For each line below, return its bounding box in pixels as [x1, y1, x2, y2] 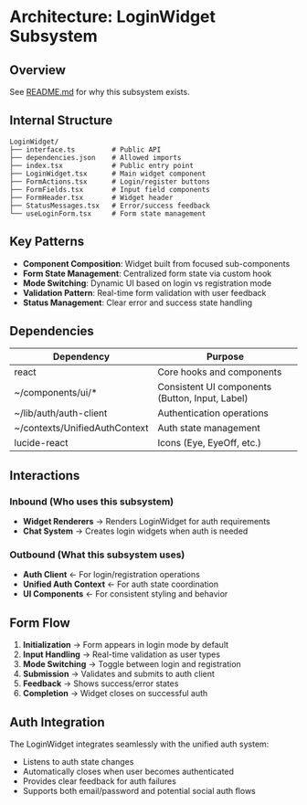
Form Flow [9, 615, 70, 630]
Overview [9, 62, 67, 78]
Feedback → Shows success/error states [22, 678, 179, 689]
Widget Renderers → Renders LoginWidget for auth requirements [22, 516, 271, 527]
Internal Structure [9, 112, 113, 129]
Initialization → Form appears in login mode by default [22, 640, 229, 651]
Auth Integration [9, 715, 105, 730]
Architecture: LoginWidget [9, 6, 217, 27]
